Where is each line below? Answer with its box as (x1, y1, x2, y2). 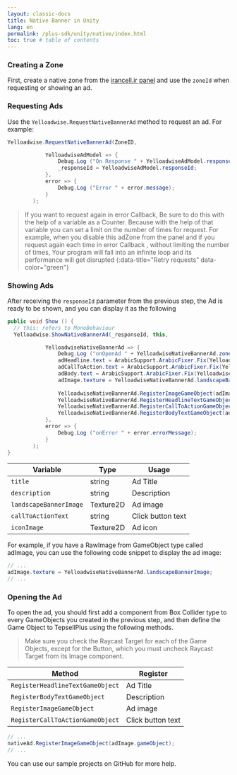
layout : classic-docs (7, 10, 71, 18)
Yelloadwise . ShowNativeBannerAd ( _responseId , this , (13, 331, 169, 338)
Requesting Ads (7, 101, 63, 111)
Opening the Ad (7, 592, 62, 602)
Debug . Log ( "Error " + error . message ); (57, 184, 175, 191)
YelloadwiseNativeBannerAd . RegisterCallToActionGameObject (57, 403, 235, 411)
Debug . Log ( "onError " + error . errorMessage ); (57, 429, 197, 436)
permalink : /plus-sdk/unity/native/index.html (7, 30, 147, 38)
